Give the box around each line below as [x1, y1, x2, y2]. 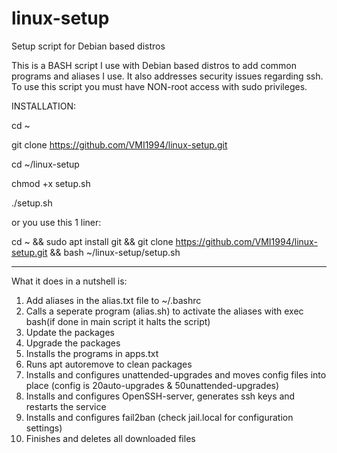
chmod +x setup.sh [11, 177, 91, 189]
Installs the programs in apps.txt [25, 347, 159, 359]
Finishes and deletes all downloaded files [25, 432, 196, 444]
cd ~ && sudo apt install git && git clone [11, 235, 174, 247]
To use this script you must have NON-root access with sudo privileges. [11, 80, 308, 92]
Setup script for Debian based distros [11, 40, 166, 52]
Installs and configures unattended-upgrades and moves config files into [25, 368, 327, 381]
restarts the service [25, 400, 107, 412]
